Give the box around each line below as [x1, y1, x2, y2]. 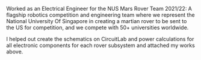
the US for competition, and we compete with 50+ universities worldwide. [6, 24, 189, 31]
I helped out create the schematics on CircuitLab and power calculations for [6, 36, 194, 42]
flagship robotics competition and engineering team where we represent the [6, 11, 195, 18]
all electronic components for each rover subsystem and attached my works [6, 42, 196, 49]
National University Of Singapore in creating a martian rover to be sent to [6, 18, 187, 24]
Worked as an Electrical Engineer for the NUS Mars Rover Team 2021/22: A [6, 5, 193, 12]
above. [6, 48, 23, 55]
